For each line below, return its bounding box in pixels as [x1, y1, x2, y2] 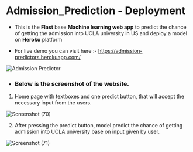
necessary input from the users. [14, 99, 92, 106]
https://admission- [98, 47, 143, 54]
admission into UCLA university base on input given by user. [14, 128, 160, 136]
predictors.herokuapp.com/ [14, 53, 81, 60]
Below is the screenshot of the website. [14, 79, 130, 87]
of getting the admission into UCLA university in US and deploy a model [14, 29, 188, 36]
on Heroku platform [14, 36, 63, 43]
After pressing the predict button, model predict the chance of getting [14, 122, 183, 129]
